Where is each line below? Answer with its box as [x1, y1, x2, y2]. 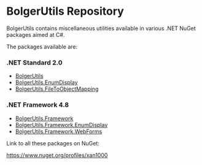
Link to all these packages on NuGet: [6, 139, 99, 147]
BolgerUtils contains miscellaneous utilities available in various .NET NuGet [6, 25, 196, 32]
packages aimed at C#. [6, 31, 65, 38]
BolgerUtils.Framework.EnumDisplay [15, 121, 108, 128]
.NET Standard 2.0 [6, 58, 63, 67]
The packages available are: [6, 43, 78, 50]
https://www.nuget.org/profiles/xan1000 [6, 152, 108, 159]
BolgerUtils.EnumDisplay [15, 79, 78, 86]
